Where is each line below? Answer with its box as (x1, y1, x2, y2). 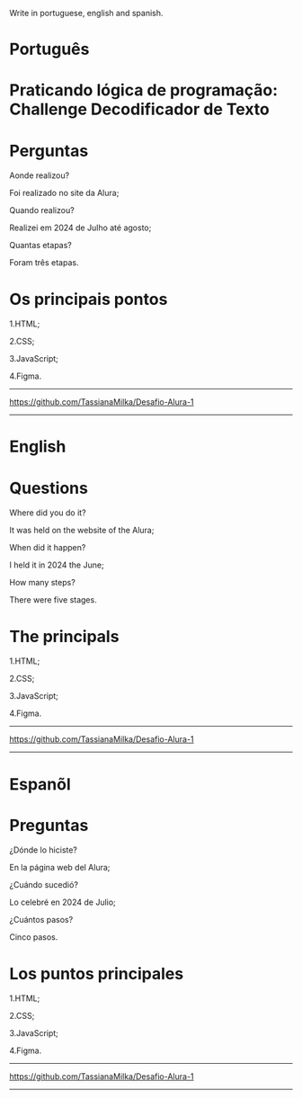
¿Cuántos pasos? (9, 915, 74, 925)
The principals (9, 626, 120, 647)
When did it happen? (9, 542, 86, 553)
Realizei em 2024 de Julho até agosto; (9, 222, 152, 233)
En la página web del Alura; (9, 862, 111, 873)
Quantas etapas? (9, 240, 72, 251)
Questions (9, 478, 88, 498)
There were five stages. (9, 594, 97, 605)
